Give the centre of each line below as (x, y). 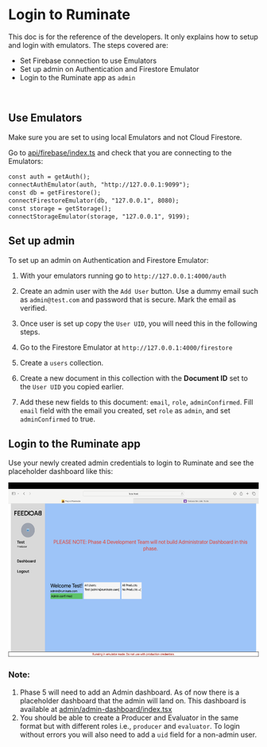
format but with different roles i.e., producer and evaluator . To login (130, 725)
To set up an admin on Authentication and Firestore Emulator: (108, 260)
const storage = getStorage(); (60, 209)
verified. (33, 307)
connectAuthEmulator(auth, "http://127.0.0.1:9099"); (99, 185)
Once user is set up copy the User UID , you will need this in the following (139, 323)
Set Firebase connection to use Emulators (88, 61)
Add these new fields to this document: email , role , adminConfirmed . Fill (136, 402)
